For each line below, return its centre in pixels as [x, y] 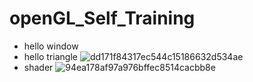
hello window [51, 46]
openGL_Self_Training [102, 18]
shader [38, 67]
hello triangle [50, 56]
